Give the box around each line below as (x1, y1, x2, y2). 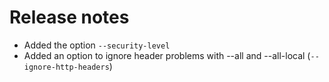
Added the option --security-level (23, 39, 171, 51)
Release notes (9, 6, 130, 29)
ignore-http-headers (23, 62, 110, 72)
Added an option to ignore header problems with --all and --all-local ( (23, 49, 311, 61)
